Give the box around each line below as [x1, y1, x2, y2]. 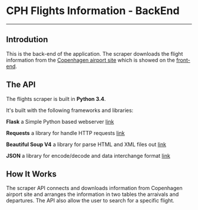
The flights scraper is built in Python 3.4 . [6, 95, 106, 102]
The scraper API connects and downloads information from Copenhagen [6, 185, 183, 192]
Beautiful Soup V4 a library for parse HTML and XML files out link [6, 141, 167, 148]
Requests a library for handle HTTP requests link [6, 129, 125, 136]
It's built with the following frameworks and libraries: [6, 107, 134, 114]
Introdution [6, 35, 48, 45]
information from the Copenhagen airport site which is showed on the [6, 56, 175, 63]
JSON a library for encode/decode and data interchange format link [6, 152, 171, 159]
